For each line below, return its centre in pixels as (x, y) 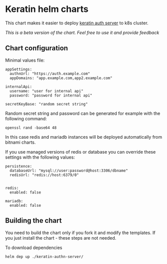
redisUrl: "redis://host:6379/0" (44, 175)
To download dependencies (34, 248)
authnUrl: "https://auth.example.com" (50, 74)
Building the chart (34, 220)
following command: (26, 118)
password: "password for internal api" (51, 95)
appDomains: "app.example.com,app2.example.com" (61, 78)
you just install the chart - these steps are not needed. (61, 238)
